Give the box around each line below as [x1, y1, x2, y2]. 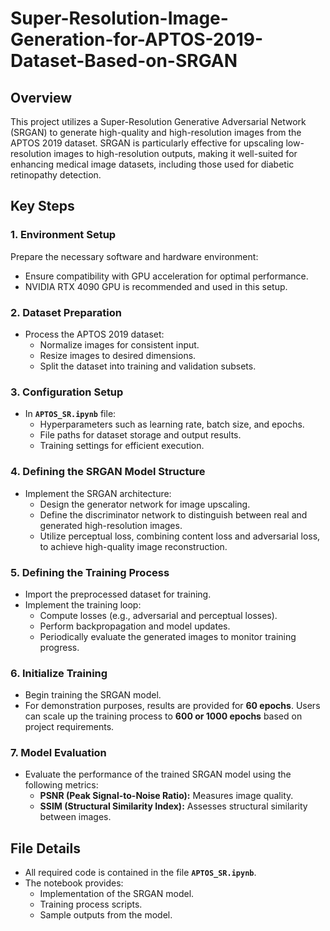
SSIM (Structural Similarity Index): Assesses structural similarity [39, 800, 308, 812]
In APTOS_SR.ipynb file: [24, 408, 117, 420]
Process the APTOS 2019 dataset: [24, 328, 165, 340]
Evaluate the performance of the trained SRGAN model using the [24, 768, 292, 781]
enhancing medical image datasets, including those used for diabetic [10, 158, 295, 170]
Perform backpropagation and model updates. [39, 620, 231, 632]
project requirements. [24, 721, 115, 733]
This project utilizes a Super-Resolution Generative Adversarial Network [10, 116, 307, 127]
